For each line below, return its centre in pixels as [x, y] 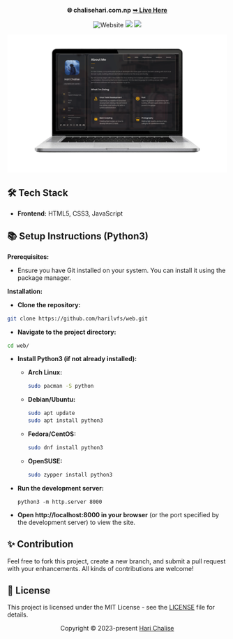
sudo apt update [51, 413]
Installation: [25, 291]
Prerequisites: [28, 257]
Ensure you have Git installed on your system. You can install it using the [121, 270]
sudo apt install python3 [65, 421]
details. [18, 615]
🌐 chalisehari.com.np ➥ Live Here [117, 10]
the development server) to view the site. [76, 522]
